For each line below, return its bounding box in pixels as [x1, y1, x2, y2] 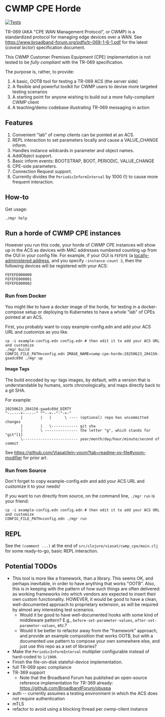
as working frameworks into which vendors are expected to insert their [12, 591, 156, 597]
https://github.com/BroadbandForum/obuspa [19, 685, 111, 691]
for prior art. [23, 455, 48, 461]
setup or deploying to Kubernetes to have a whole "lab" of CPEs [25, 309, 155, 315]
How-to [5, 193, 29, 202]
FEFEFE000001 [5, 277, 32, 282]
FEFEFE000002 [5, 281, 32, 286]
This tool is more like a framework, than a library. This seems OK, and [12, 575, 154, 581]
